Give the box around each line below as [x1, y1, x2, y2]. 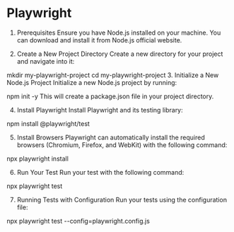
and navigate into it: [16, 57, 75, 65]
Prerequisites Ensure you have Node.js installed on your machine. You [16, 28, 221, 37]
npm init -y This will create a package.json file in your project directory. [6, 92, 214, 100]
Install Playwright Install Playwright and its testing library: [16, 105, 183, 114]
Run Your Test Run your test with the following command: [16, 168, 185, 176]
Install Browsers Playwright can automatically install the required [16, 133, 206, 141]
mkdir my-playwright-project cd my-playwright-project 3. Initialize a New [6, 71, 219, 79]
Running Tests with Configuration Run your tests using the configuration [16, 195, 228, 204]
